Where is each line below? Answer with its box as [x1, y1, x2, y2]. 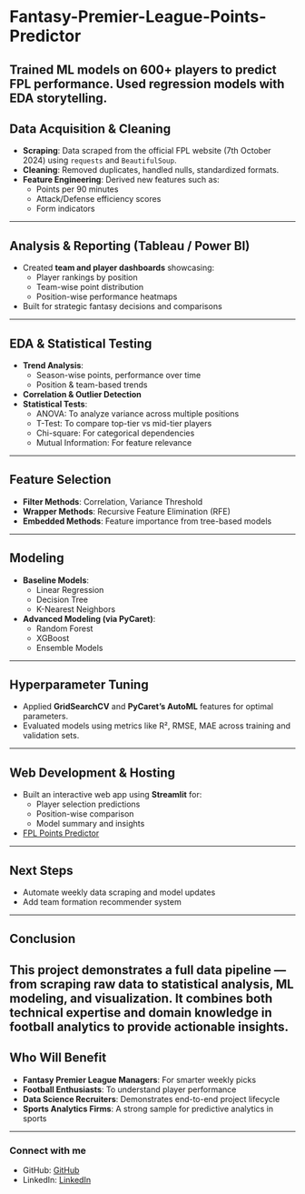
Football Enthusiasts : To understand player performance [22, 1084, 237, 1095]
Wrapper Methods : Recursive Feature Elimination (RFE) [22, 506, 231, 517]
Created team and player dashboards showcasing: [22, 262, 215, 274]
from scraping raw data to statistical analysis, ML [9, 976, 294, 992]
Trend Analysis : [22, 360, 84, 371]
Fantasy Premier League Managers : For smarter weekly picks [22, 1074, 257, 1085]
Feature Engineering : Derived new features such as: [22, 175, 220, 186]
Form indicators [35, 203, 95, 215]
